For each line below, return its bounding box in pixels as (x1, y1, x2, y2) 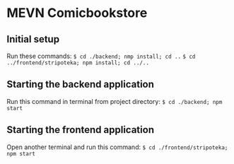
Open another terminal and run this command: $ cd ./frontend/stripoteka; (6, 143, 228, 151)
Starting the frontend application (6, 124, 155, 136)
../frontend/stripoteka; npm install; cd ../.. (6, 59, 150, 66)
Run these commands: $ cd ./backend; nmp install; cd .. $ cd (6, 52, 196, 60)
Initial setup (6, 33, 60, 45)
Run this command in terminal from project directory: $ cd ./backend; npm (6, 97, 223, 105)
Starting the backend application (6, 78, 155, 90)
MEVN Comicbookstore (6, 5, 148, 21)
